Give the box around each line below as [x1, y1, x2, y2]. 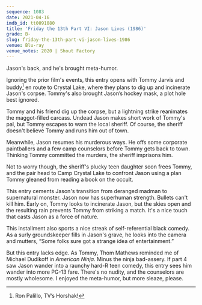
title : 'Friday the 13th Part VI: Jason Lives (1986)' [6, 25, 147, 32]
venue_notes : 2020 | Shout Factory [6, 48, 96, 54]
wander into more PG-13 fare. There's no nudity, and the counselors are [6, 268, 185, 276]
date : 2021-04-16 [6, 14, 50, 20]
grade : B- [6, 31, 31, 37]
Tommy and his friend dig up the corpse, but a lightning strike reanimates [6, 108, 188, 115]
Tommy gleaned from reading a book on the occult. [6, 176, 133, 183]
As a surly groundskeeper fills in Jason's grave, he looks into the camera [6, 231, 186, 238]
